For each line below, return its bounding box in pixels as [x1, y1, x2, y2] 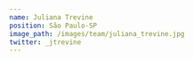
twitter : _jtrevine [9, 37, 82, 47]
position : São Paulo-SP [9, 21, 98, 30]
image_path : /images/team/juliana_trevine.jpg [9, 29, 185, 38]
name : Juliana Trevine [9, 12, 93, 22]
